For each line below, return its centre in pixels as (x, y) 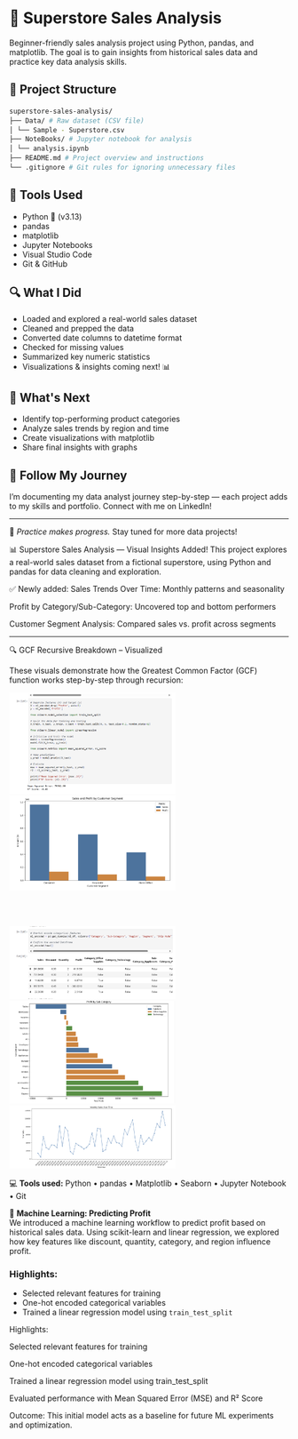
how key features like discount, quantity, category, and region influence (140, 1242)
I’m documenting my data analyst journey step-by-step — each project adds (149, 497)
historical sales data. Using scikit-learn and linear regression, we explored (144, 1232)
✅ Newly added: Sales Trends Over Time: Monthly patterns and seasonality (147, 589)
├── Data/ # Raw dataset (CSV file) (77, 120)
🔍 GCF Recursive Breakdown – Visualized (86, 650)
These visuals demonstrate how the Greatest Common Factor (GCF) (133, 671)
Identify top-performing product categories (101, 419)
